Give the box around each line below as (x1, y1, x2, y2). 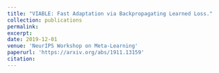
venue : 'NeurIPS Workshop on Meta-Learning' (7, 42, 138, 49)
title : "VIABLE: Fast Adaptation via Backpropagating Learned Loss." (7, 10, 213, 17)
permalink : (7, 23, 39, 30)
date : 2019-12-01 (7, 36, 58, 43)
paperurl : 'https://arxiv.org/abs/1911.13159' (7, 49, 145, 56)
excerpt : (7, 29, 33, 37)
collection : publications (7, 17, 82, 24)
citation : (7, 56, 36, 63)
